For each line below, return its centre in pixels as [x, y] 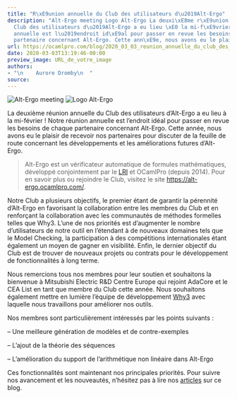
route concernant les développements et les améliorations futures [103, 143]
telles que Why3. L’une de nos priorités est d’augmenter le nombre [104, 223]
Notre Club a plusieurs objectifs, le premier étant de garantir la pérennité [113, 201]
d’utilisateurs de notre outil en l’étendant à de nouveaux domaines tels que [115, 231]
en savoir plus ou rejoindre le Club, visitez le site [95, 179]
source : [19, 79]
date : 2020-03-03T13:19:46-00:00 [56, 54]
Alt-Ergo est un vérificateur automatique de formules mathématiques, [126, 165]
